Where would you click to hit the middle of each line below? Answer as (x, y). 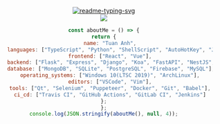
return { (104, 37)
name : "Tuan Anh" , (110, 43)
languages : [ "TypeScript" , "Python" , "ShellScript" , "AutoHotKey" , (106, 50)
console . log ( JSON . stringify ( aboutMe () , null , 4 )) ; (104, 114)
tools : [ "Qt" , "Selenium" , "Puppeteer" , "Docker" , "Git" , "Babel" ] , (110, 88)
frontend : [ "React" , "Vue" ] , (110, 56)
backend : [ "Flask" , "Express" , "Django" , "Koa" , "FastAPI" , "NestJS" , (111, 62)
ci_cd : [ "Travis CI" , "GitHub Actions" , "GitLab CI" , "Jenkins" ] (110, 95)
